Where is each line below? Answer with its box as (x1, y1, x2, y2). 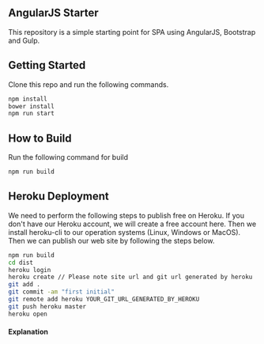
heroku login (8, 266, 51, 274)
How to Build (8, 131, 73, 145)
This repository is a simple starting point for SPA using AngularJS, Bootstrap (8, 27, 256, 36)
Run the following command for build (8, 153, 129, 162)
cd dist (8, 259, 34, 267)
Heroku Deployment (8, 190, 109, 203)
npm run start (8, 110, 55, 118)
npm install (8, 95, 47, 103)
